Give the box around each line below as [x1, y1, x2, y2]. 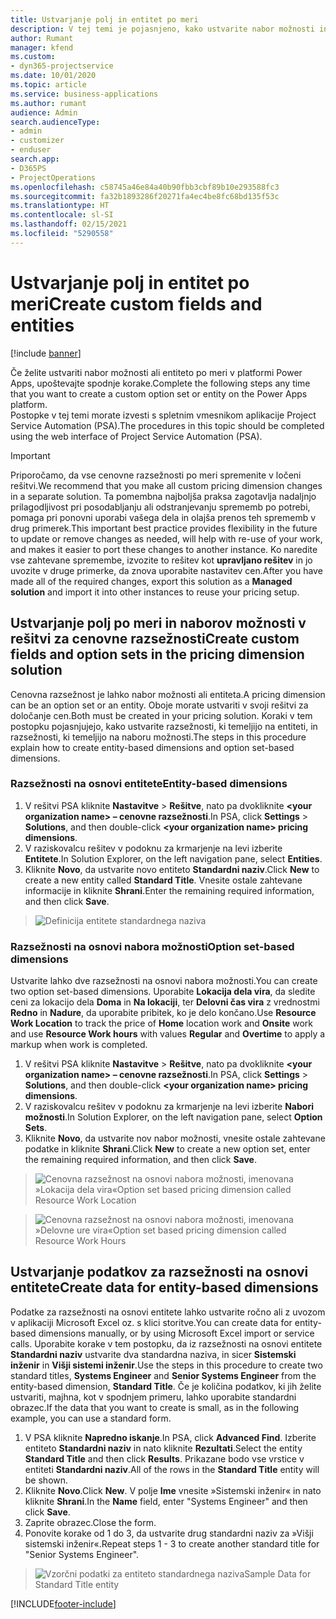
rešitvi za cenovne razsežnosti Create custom [10, 631, 300, 648]
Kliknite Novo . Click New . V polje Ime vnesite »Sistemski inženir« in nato [24, 1484, 322, 1496]
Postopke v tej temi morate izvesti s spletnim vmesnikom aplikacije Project [10, 409, 317, 421]
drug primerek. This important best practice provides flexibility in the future [10, 522, 318, 534]
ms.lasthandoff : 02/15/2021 [10, 219, 128, 230]
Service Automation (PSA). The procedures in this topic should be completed [10, 419, 325, 431]
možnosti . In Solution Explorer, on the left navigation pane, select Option [24, 1111, 323, 1123]
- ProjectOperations [10, 172, 97, 183]
